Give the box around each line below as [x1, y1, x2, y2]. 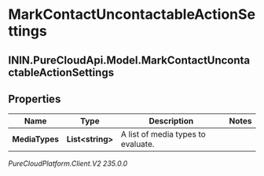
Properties [8, 92, 61, 105]
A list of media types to [120, 129, 206, 140]
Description [148, 115, 194, 126]
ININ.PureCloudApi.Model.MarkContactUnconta [8, 53, 251, 67]
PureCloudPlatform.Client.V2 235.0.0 [8, 159, 128, 168]
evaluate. [120, 139, 155, 150]
